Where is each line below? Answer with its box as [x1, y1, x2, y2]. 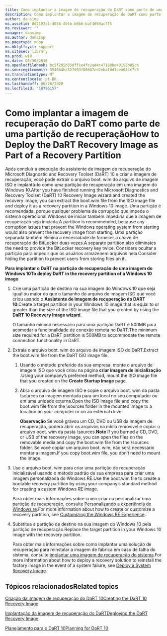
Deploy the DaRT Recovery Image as [5, 139, 159, 150]
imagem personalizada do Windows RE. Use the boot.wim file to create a [12, 475, 161, 481]
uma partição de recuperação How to [5, 128, 160, 140]
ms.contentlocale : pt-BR [5, 77, 57, 82]
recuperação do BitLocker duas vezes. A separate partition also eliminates [5, 240, 157, 246]
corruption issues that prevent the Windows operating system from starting [5, 224, 160, 230]
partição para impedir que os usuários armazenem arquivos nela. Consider [5, 251, 157, 257]
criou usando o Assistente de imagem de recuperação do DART [12, 296, 146, 302]
